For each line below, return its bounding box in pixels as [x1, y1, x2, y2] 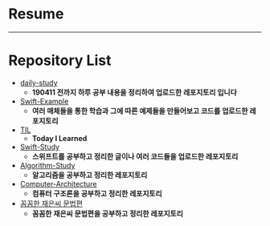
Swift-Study [19, 142, 60, 151]
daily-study [19, 78, 58, 87]
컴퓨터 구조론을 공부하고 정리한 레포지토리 [31, 188, 162, 198]
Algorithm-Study [19, 160, 76, 170]
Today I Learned [31, 133, 88, 143]
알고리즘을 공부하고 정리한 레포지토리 [31, 170, 148, 180]
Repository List [8, 51, 112, 70]
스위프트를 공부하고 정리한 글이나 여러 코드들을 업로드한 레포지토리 [31, 151, 239, 161]
